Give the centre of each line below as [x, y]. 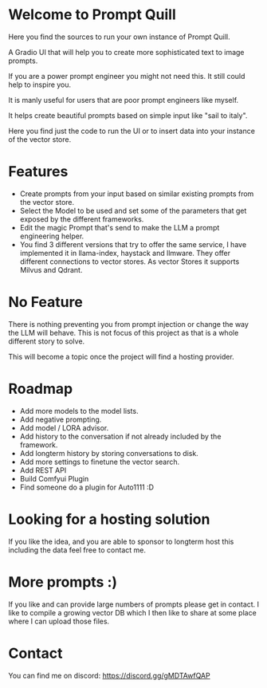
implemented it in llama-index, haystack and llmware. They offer [125, 253]
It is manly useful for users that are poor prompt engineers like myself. [124, 100]
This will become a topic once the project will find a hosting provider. [122, 356]
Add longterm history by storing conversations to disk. [109, 453]
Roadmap [41, 389]
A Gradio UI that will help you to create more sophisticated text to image [126, 52]
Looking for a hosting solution [109, 519]
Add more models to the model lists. [79, 411]
